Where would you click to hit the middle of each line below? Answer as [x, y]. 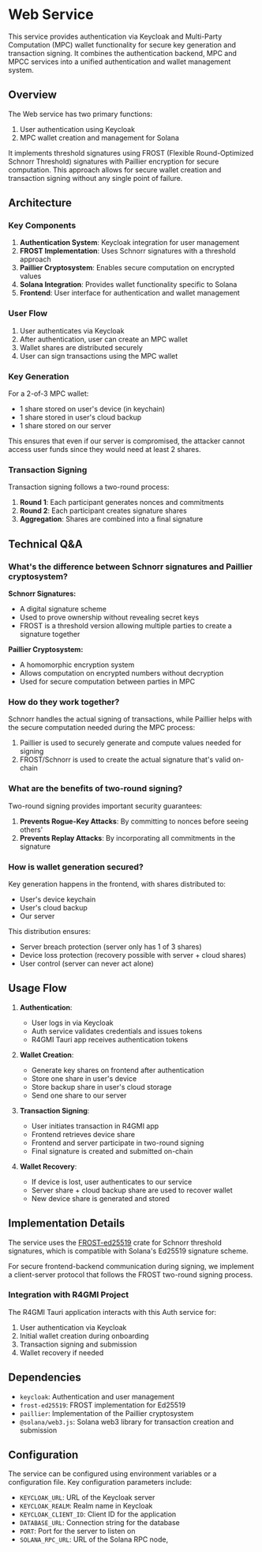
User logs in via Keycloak [72, 1023]
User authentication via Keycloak [73, 1327]
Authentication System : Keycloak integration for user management [129, 243]
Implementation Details [67, 1224]
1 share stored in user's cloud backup [80, 417]
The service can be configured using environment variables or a [112, 1474]
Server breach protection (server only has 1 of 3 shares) [111, 947]
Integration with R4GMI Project [69, 1295]
